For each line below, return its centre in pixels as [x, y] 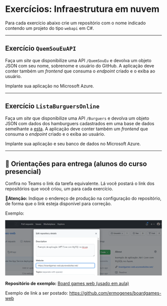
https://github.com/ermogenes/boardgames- [115, 293]
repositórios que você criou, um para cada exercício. [59, 189]
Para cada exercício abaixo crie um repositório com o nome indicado [76, 23]
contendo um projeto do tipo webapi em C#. [50, 28]
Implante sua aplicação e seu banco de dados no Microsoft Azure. [73, 144]
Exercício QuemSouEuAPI [41, 48]
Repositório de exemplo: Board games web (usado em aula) [67, 284]
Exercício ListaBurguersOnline [52, 106]
